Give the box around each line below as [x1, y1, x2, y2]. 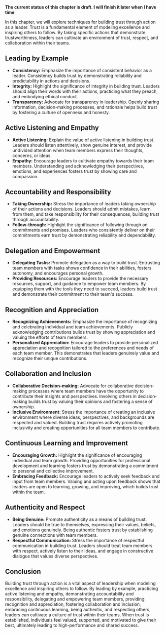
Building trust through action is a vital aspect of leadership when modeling [5, 580, 156, 587]
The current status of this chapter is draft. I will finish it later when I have [5, 4, 157, 10]
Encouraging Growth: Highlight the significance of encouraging [12, 452, 142, 458]
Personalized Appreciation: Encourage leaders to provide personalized [12, 340, 159, 346]
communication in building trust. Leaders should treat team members [12, 543, 153, 549]
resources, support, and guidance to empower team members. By [12, 281, 146, 287]
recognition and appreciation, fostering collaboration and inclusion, [5, 601, 141, 607]
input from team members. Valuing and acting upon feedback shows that [12, 478, 161, 484]
